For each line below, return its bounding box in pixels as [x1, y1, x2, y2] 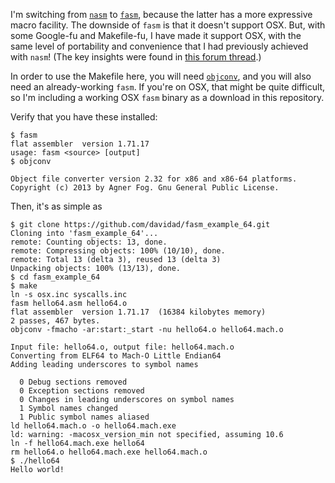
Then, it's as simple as [10, 200, 103, 212]
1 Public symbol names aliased [19, 412, 150, 422]
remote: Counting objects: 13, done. [10, 237, 168, 247]
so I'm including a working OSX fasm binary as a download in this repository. [10, 92, 325, 103]
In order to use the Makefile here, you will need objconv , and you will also [10, 70, 312, 82]
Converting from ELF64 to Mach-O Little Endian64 [10, 351, 222, 361]
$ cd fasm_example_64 [10, 272, 101, 282]
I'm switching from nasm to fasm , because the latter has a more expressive [10, 9, 313, 20]
